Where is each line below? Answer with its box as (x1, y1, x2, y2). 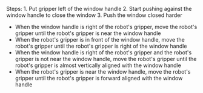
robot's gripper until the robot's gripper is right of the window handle (15, 42, 187, 50)
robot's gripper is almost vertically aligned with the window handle (15, 62, 182, 69)
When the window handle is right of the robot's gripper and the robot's (15, 49, 192, 56)
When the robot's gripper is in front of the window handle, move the (15, 36, 185, 43)
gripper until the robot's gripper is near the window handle (15, 30, 161, 37)
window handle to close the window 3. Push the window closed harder (6, 11, 183, 19)
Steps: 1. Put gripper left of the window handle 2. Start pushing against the (6, 5, 192, 12)
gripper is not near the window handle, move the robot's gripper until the (15, 56, 197, 62)
